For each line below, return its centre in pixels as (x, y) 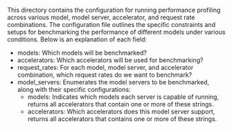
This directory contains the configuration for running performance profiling (114, 10)
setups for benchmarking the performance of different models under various (116, 32)
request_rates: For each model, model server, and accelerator (105, 67)
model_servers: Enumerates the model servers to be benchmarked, (113, 82)
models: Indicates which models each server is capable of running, (123, 97)
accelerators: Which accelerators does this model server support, (121, 111)
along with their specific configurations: (74, 90)
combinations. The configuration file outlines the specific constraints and (111, 25)
